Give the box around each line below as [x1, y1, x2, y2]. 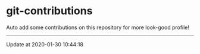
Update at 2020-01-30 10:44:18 [6, 40, 83, 48]
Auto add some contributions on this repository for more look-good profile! [6, 24, 189, 31]
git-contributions [6, 4, 93, 18]
